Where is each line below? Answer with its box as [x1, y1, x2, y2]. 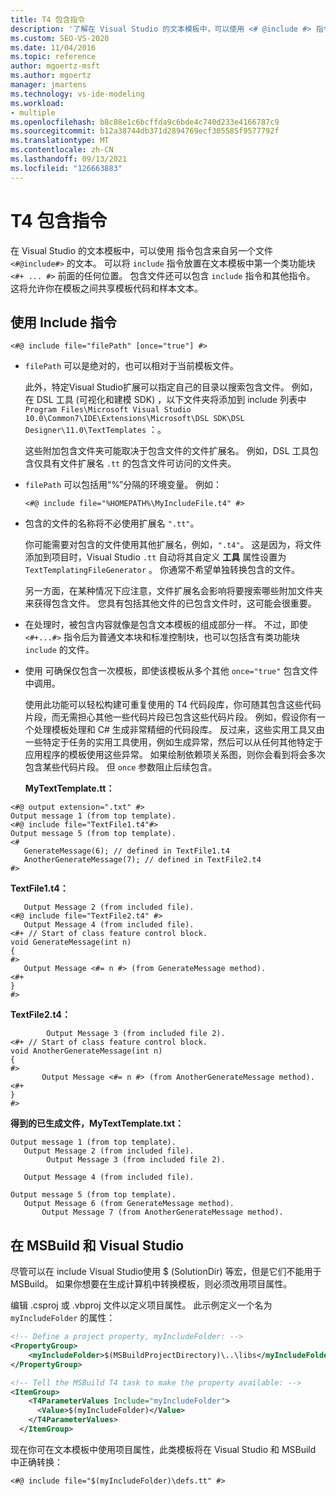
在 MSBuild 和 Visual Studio [10, 1237, 185, 1254]
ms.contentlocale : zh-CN [10, 145, 114, 155]
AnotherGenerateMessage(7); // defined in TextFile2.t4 [23, 855, 262, 865]
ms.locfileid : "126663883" [10, 163, 123, 173]
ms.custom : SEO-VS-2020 [10, 33, 110, 43]
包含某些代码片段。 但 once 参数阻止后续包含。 [24, 761, 218, 773]
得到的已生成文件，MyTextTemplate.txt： [10, 1117, 185, 1130]
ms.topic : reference [10, 52, 97, 62]
